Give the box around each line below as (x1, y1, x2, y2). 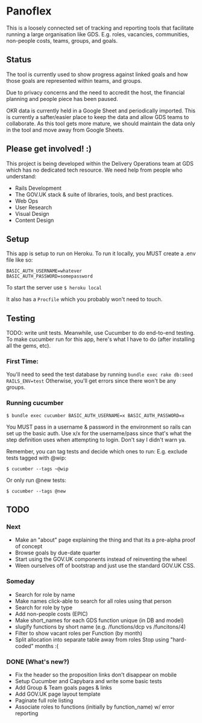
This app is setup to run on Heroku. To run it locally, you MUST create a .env (6, 250, 196, 258)
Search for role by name (14, 591, 75, 598)
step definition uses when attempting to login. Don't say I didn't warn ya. (6, 436, 187, 443)
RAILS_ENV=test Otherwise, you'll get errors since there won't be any (6, 377, 177, 384)
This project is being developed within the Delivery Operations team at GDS (6, 160, 194, 167)
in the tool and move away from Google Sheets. (6, 126, 125, 134)
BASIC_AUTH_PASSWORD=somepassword (6, 273, 93, 279)
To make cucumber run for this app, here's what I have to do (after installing (6, 336, 195, 343)
